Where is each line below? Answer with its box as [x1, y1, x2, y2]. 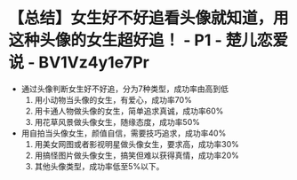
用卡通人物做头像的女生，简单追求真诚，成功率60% [34, 106, 224, 116]
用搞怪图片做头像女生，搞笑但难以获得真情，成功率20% [34, 150, 239, 160]
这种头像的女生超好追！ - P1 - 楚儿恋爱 [8, 30, 288, 51]
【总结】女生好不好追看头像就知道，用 [8, 8, 290, 28]
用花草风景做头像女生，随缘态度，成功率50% [34, 116, 201, 127]
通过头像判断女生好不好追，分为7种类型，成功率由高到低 [20, 83, 229, 94]
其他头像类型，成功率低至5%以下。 [34, 160, 165, 171]
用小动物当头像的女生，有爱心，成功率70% [34, 94, 192, 105]
